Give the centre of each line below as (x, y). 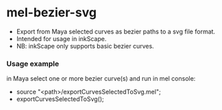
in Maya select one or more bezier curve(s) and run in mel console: (101, 79)
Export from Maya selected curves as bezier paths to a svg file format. (116, 31)
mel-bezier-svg (52, 13)
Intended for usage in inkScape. (61, 38)
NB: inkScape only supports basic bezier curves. (85, 46)
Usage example (33, 64)
